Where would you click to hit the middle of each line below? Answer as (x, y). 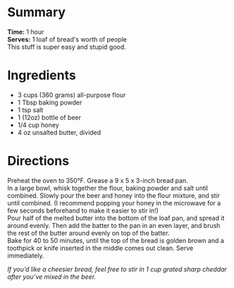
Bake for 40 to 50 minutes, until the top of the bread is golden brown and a (116, 240)
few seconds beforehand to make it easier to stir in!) (83, 210)
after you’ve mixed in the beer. (52, 277)
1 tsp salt (30, 109)
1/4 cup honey (38, 125)
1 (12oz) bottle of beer (49, 117)
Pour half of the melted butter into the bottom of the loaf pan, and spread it (116, 218)
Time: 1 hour (26, 32)
